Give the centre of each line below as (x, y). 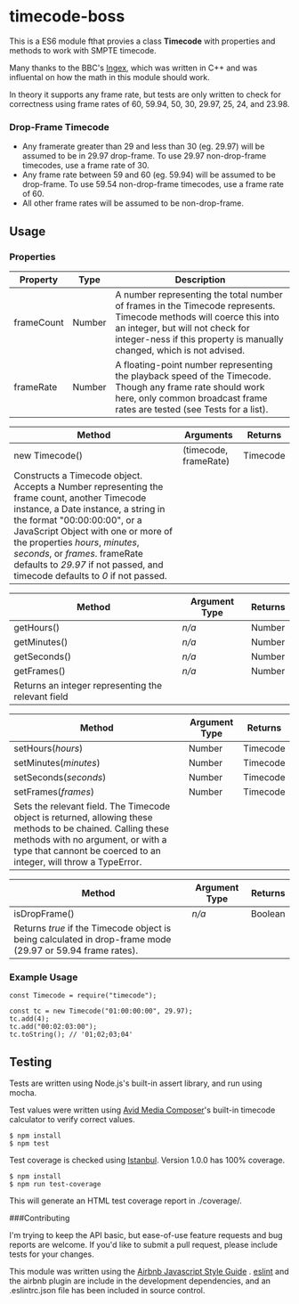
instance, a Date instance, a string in (89, 509)
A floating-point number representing (194, 364)
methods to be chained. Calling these (91, 828)
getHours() (37, 627)
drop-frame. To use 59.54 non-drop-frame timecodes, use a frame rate (153, 184)
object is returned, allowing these (83, 817)
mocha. (23, 1093)
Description (200, 280)
